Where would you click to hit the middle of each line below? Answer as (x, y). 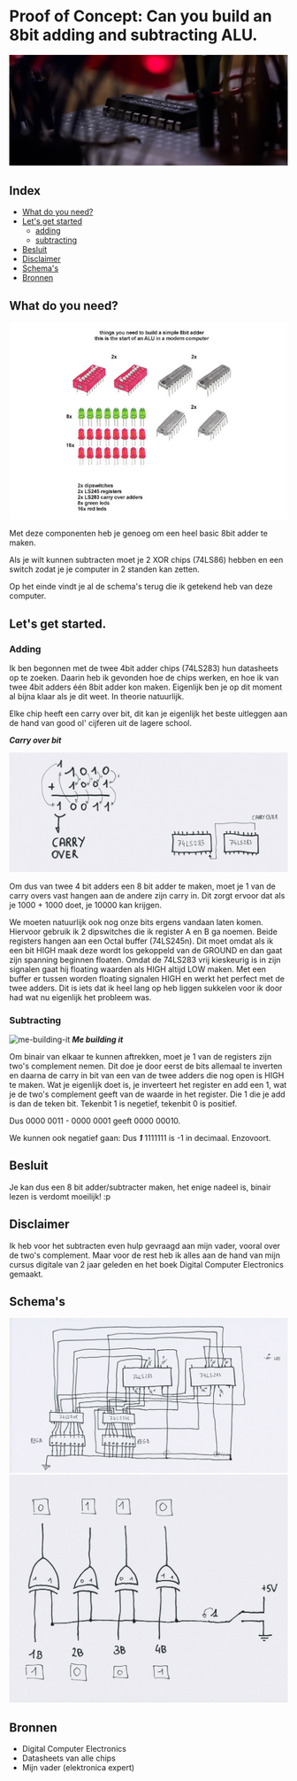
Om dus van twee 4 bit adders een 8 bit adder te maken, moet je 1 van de (142, 886)
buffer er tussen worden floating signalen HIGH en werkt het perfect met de (147, 978)
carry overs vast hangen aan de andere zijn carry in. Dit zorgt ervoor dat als (147, 895)
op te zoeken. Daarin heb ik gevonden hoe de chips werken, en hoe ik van (144, 678)
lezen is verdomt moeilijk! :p (60, 1196)
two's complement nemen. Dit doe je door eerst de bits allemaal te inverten (146, 1066)
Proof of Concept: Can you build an (141, 16)
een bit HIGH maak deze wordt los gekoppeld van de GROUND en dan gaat (146, 950)
